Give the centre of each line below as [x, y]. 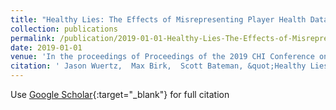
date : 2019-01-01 [46, 47]
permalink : [33, 38]
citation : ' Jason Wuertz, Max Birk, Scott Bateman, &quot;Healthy [158, 66]
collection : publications [64, 29]
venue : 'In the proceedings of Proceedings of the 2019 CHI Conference [162, 57]
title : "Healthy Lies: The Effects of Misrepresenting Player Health [158, 19]
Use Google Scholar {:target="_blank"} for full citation [120, 94]
